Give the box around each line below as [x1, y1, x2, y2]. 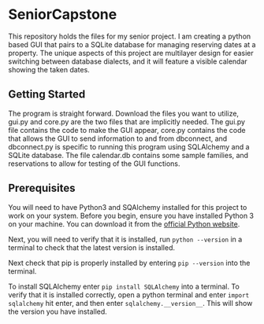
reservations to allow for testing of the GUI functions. [8, 159, 180, 168]
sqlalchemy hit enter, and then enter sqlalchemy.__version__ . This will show [8, 298, 253, 307]
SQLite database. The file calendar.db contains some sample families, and [8, 150, 249, 160]
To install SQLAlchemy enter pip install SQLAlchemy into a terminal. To [8, 282, 240, 291]
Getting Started [8, 88, 86, 101]
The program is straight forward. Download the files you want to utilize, [8, 109, 239, 118]
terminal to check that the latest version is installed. [8, 242, 176, 252]
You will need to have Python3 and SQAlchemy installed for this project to [8, 202, 247, 212]
